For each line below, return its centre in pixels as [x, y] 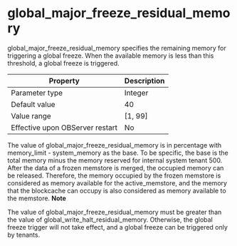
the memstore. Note [37, 198]
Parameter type [37, 93]
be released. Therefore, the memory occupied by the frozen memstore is [114, 175]
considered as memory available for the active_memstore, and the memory [117, 183]
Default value [33, 104]
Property [64, 81]
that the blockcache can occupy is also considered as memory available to [117, 190]
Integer [136, 93]
